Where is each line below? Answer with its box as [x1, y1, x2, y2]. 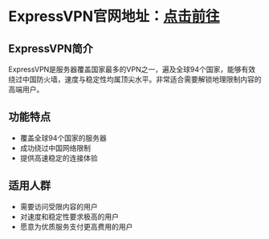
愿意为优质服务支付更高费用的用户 [19, 221, 133, 231]
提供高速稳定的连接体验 [19, 153, 98, 163]
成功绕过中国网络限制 [19, 143, 91, 152]
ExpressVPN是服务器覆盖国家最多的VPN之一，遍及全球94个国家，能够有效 [8, 65, 255, 74]
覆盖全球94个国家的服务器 [19, 133, 107, 143]
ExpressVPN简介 [8, 42, 94, 55]
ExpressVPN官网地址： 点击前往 [8, 7, 220, 26]
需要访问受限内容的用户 [19, 201, 98, 211]
